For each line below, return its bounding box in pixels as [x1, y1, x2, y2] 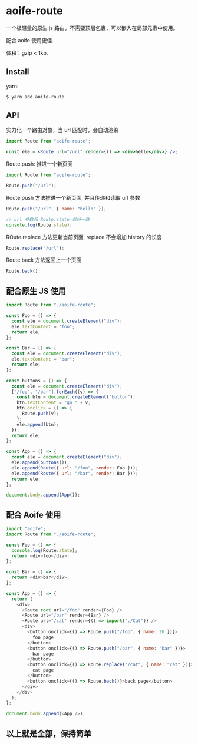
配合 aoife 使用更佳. [6, 37, 54, 44]
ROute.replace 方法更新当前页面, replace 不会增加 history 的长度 [6, 233, 162, 240]
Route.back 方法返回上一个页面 [6, 256, 82, 263]
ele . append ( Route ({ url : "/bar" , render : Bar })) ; [11, 470, 138, 477]
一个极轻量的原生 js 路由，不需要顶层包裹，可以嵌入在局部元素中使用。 [6, 24, 179, 31]
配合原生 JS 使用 [6, 286, 66, 296]
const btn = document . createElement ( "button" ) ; [16, 394, 136, 400]
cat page [32, 667, 54, 673]
